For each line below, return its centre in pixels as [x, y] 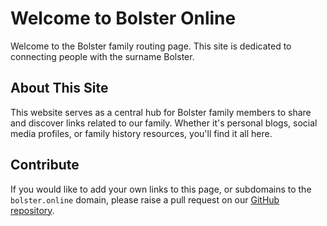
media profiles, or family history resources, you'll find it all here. [141, 133]
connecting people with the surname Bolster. [102, 56]
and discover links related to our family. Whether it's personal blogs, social [164, 123]
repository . [32, 210]
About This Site [59, 88]
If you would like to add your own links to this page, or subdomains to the [161, 189]
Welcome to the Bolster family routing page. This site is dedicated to [151, 46]
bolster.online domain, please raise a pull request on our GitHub [145, 199]
